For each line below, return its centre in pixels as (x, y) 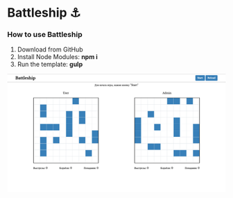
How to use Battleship (45, 35)
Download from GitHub (50, 49)
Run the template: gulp (50, 65)
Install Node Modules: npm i (58, 57)
